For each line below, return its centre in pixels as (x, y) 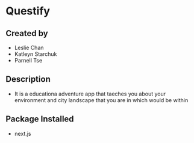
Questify (28, 11)
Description (28, 79)
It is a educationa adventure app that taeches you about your (90, 94)
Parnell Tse (28, 60)
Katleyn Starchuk (36, 54)
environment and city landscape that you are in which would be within (101, 100)
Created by (27, 33)
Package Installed (40, 119)
